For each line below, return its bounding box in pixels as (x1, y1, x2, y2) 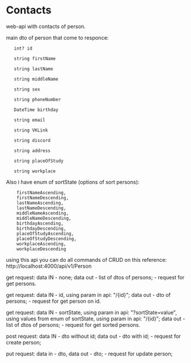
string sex (13, 86, 41, 92)
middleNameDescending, (16, 215, 72, 221)
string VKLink (13, 127, 48, 133)
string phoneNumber (13, 96, 61, 102)
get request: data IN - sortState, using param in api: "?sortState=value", (6, 309, 178, 316)
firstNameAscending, (16, 189, 66, 196)
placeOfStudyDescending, (16, 236, 77, 241)
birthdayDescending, (16, 226, 66, 231)
